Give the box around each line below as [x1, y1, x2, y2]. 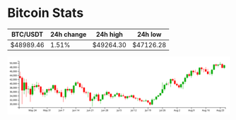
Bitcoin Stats [7, 5, 84, 21]
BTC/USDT [11, 30, 44, 39]
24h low [136, 30, 162, 39]
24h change [50, 30, 87, 39]
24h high [95, 30, 124, 39]
